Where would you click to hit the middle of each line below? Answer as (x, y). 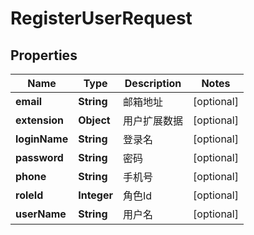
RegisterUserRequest (101, 18)
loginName (42, 139)
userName (41, 214)
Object (94, 120)
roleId (29, 195)
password (39, 157)
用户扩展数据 (153, 120)
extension (39, 120)
